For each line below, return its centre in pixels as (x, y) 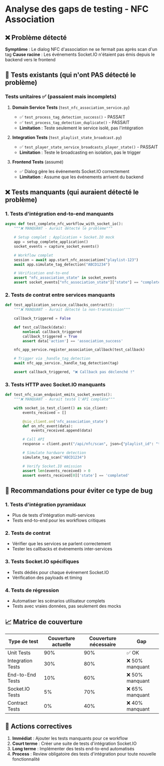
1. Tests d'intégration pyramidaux (46, 504)
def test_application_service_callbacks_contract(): (60, 305)
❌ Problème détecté (36, 37)
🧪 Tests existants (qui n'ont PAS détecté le (71, 75)
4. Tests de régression (32, 590)
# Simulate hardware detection (54, 453)
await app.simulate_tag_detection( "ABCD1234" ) (62, 264)
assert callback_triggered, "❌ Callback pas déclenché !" (74, 372)
